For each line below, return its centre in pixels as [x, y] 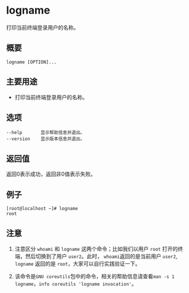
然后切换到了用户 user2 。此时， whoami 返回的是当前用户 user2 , [101, 256]
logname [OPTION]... [32, 62]
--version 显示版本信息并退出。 [45, 139]
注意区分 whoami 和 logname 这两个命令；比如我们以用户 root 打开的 [96, 249]
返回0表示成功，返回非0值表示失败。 [51, 174]
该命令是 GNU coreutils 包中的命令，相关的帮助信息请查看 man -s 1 [94, 276]
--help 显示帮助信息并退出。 [45, 133]
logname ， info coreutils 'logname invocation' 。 [76, 284]
